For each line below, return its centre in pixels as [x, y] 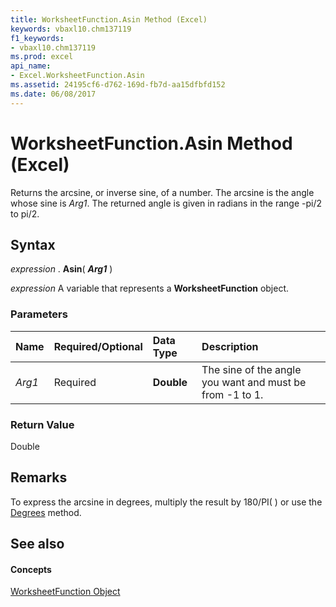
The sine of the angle [251, 369]
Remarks [39, 477]
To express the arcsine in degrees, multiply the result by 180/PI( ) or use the [166, 502]
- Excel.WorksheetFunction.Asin [77, 76]
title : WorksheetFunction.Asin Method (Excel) [109, 19]
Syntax [33, 244]
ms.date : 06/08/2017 [53, 94]
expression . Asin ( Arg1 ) [61, 269]
